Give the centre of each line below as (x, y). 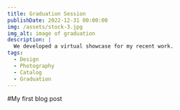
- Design (26, 60)
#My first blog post (35, 99)
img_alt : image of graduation (51, 33)
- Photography (34, 66)
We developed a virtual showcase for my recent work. (94, 46)
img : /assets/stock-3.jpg (45, 27)
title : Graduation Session (47, 14)
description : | (29, 40)
